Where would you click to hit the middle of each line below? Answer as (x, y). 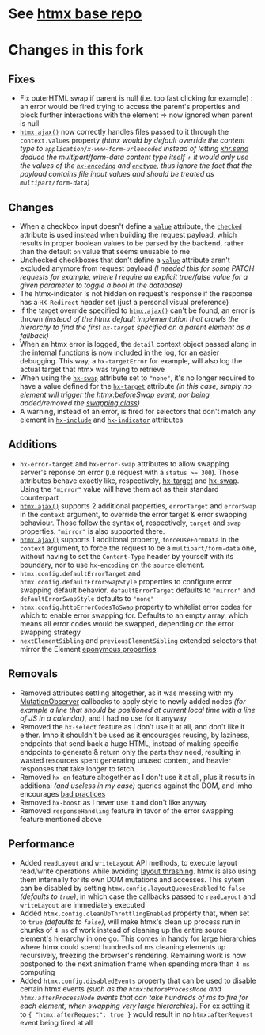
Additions (33, 445)
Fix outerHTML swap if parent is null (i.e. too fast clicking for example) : (136, 98)
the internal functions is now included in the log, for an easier (119, 352)
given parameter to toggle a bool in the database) (101, 285)
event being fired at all (56, 1023)
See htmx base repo (75, 14)
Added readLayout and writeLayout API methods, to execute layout (128, 863)
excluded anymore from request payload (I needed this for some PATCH (137, 268)
